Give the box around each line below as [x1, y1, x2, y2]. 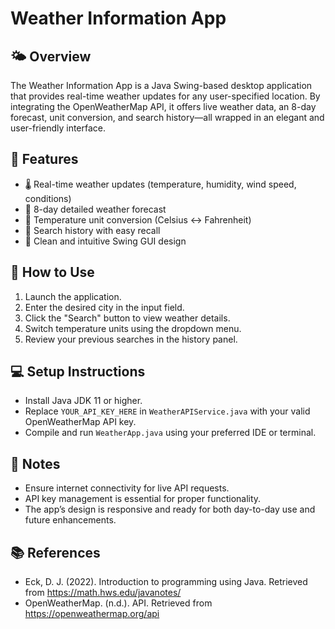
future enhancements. [24, 514, 117, 526]
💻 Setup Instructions [10, 363, 146, 381]
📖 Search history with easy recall [24, 224, 161, 236]
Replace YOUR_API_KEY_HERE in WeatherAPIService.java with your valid [24, 405, 311, 417]
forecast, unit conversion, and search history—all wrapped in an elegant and [10, 112, 325, 123]
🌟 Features [10, 151, 79, 168]
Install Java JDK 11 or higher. [24, 395, 143, 407]
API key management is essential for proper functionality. [24, 493, 262, 505]
